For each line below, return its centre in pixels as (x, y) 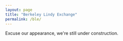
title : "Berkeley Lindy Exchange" (41, 14)
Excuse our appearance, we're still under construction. (62, 33)
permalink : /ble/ (23, 19)
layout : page (19, 10)
